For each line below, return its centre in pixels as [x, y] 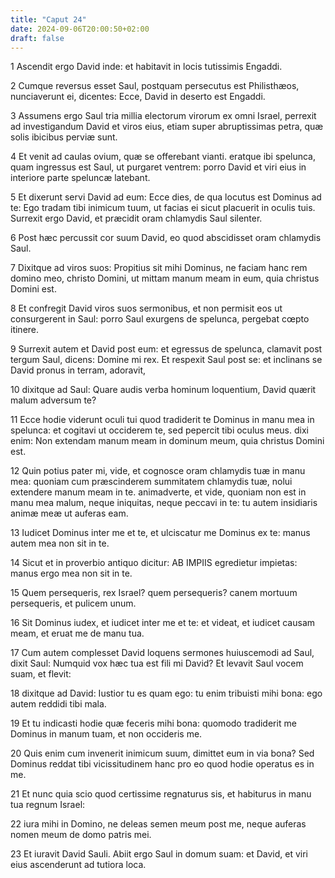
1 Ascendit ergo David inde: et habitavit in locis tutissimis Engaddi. [146, 67]
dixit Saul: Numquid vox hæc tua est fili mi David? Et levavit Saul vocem [157, 663]
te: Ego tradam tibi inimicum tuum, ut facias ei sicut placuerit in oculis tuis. [163, 208]
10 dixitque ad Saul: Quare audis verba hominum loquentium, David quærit [163, 390]
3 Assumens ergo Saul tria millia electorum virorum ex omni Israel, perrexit [163, 116]
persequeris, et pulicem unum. [73, 603]
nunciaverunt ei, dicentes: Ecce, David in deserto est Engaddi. [138, 97]
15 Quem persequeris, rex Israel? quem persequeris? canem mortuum [154, 593]
